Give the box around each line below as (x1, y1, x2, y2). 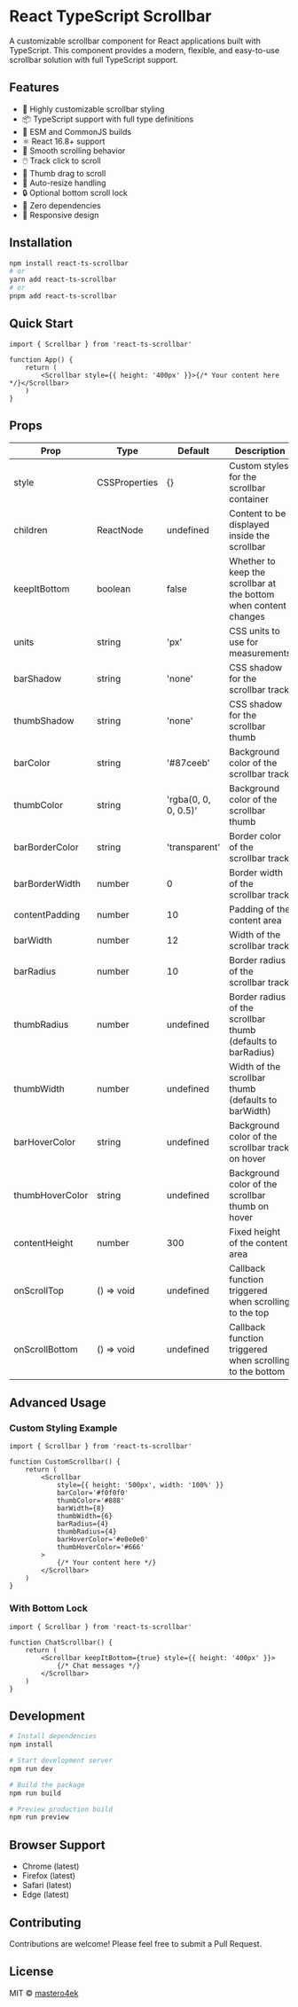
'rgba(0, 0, (167, 793, 211, 805)
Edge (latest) (21, 1889, 69, 1900)
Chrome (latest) (21, 1861, 80, 1872)
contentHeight (13, 1236, 74, 1249)
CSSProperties (96, 476, 159, 489)
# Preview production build (9, 1805, 114, 1814)
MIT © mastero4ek (9, 1987, 79, 1998)
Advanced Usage (9, 1395, 106, 1410)
